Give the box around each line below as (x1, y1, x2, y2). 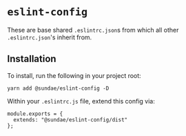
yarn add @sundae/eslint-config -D (7, 85, 110, 92)
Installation (7, 53, 56, 65)
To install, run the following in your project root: (7, 71, 141, 79)
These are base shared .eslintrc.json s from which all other (7, 26, 179, 34)
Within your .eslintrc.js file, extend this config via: (7, 97, 155, 105)
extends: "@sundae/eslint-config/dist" (13, 116, 128, 123)
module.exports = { (7, 110, 63, 117)
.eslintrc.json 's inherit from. (7, 33, 92, 41)
